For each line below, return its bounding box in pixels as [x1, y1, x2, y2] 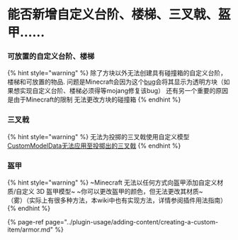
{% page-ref [7, 218, 44, 227]
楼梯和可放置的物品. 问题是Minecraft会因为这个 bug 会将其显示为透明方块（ [7, 77, 225, 86]
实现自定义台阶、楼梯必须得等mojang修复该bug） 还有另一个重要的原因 [19, 87, 229, 95]
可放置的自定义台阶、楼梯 [7, 51, 95, 61]
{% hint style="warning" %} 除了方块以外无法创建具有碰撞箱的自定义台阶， [7, 69, 227, 77]
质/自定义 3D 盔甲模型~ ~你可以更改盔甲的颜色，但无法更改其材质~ [7, 187, 203, 196]
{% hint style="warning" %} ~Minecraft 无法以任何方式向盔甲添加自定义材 [7, 178, 224, 187]
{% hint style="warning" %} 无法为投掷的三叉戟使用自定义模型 [7, 132, 190, 141]
